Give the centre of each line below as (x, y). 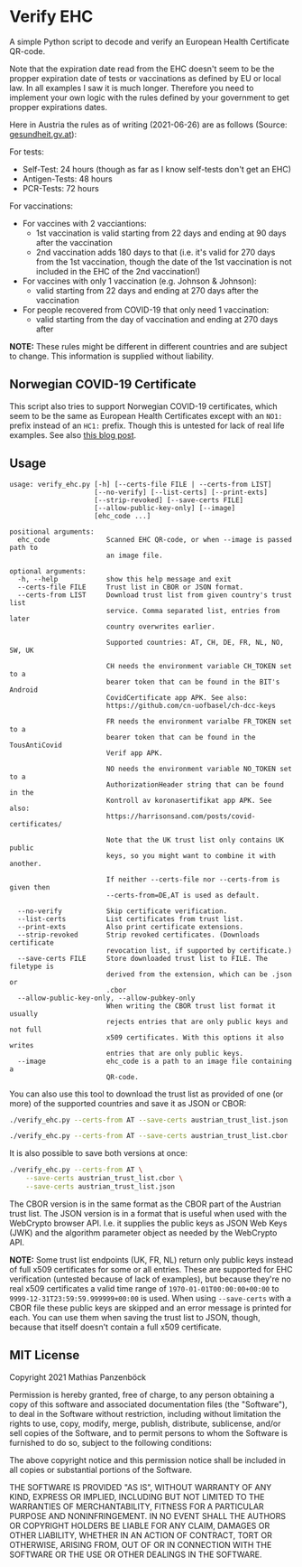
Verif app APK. (135, 753)
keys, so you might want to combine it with (191, 855)
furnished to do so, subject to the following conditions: (110, 1442)
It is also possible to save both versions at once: (98, 1153)
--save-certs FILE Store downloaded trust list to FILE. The (143, 958)
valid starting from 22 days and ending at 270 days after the (147, 290)
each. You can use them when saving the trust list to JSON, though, (135, 1317)
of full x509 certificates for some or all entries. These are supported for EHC (151, 1269)
